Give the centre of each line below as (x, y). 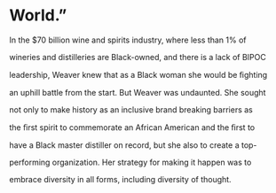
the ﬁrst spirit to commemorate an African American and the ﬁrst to (132, 127)
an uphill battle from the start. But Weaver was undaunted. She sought (138, 92)
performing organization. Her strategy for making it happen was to (130, 162)
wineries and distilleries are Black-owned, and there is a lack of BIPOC (138, 57)
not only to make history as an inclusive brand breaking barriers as (131, 109)
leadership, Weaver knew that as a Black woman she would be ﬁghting (138, 74)
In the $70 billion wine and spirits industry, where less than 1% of (128, 40)
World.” (38, 15)
